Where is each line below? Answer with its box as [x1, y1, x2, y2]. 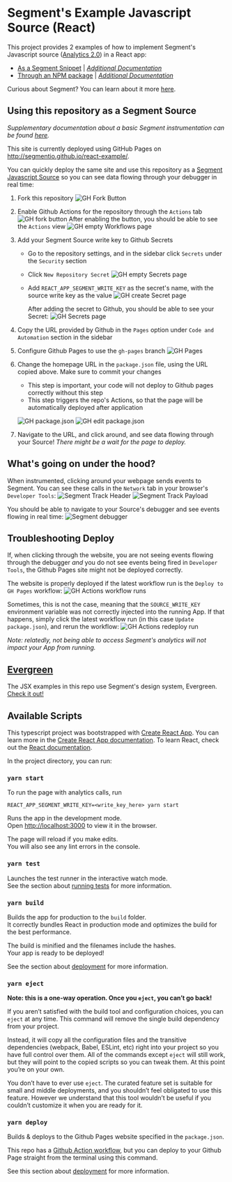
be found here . [7, 131, 50, 139]
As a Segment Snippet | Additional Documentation [17, 64, 162, 72]
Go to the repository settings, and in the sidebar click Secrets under [27, 249, 223, 258]
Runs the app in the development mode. [7, 814, 122, 822]
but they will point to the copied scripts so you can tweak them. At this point [7, 1058, 225, 1066]
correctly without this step [27, 388, 103, 397]
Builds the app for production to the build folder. [7, 913, 147, 921]
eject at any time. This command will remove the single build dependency [7, 1014, 220, 1024]
